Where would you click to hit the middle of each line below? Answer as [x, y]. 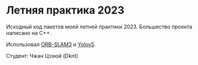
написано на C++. [29, 32]
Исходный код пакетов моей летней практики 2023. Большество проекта [99, 27]
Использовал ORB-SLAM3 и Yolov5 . [51, 44]
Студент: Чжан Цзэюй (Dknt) [42, 56]
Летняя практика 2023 [65, 10]
